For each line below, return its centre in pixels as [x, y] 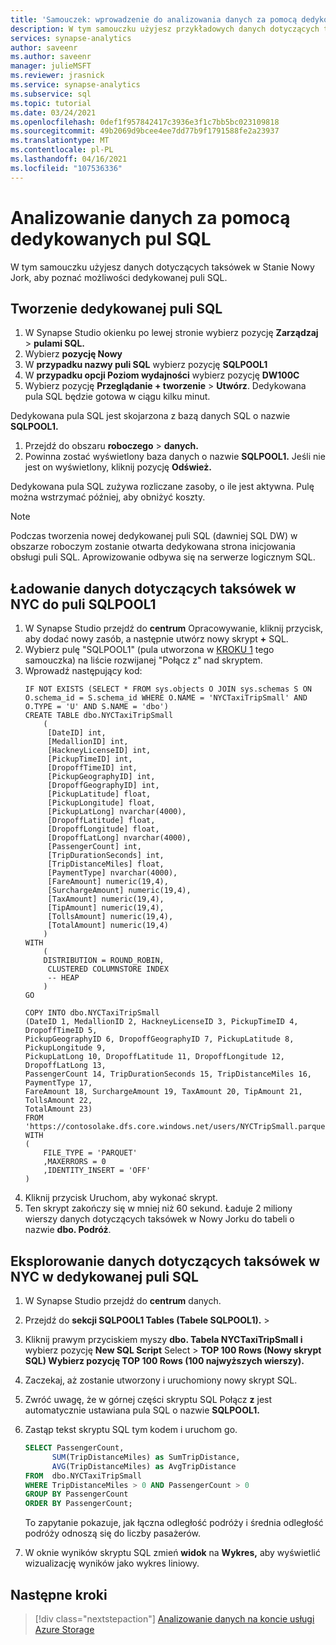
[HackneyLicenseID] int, [99, 751]
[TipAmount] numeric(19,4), [106, 908]
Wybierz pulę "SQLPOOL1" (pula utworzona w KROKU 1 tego [149, 650]
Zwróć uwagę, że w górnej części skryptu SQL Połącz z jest [148, 1399]
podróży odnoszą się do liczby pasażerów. [112, 1533]
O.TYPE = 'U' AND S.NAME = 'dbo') [96, 707]
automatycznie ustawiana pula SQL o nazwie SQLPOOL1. [142, 1410]
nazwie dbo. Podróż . [68, 1230]
